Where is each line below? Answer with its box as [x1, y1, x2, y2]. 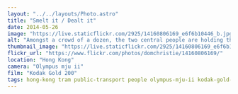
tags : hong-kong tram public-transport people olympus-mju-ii [7, 76, 195, 83]
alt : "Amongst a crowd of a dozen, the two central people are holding [7, 37, 223, 44]
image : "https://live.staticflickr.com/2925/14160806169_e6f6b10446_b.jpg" [7, 30, 236, 37]
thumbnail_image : [7, 43, 59, 50]
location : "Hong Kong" [7, 57, 74, 64]
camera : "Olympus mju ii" [7, 63, 84, 70]
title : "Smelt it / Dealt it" [7, 17, 97, 24]
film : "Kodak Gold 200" [7, 69, 78, 76]
